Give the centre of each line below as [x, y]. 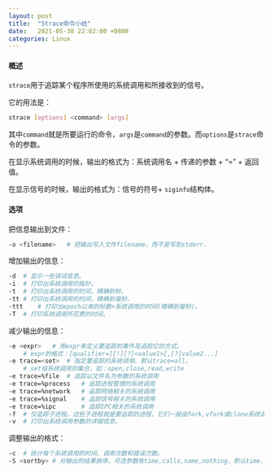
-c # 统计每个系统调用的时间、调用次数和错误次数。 [86, 453]
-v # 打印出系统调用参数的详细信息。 [65, 422]
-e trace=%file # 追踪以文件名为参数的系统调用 [84, 376]
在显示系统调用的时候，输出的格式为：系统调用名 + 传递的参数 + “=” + [126, 162]
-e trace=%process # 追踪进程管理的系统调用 [82, 384]
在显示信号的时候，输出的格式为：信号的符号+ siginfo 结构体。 [114, 189]
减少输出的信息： [37, 331]
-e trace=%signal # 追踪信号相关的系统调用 [82, 399]
